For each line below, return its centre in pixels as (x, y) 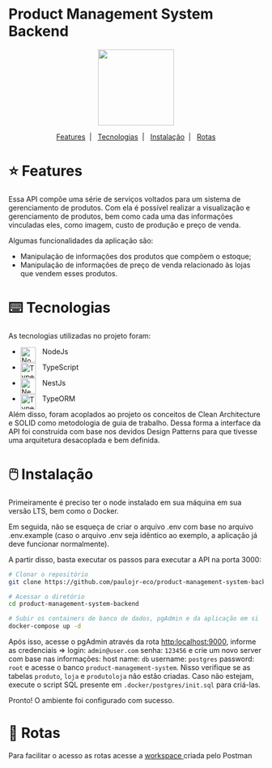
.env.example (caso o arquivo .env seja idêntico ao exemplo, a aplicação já (133, 535)
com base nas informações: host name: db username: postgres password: (132, 659)
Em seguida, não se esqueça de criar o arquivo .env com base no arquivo (131, 527)
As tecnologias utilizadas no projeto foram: (80, 335)
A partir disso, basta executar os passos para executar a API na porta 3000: (135, 559)
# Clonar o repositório (49, 574)
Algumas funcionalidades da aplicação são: (81, 241)
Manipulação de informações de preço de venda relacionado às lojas (135, 265)
